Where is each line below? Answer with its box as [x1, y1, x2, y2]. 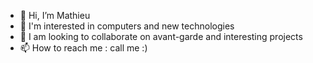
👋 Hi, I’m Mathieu [19, 10, 91, 21]
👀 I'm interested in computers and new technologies [19, 20, 235, 32]
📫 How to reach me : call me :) [19, 42, 148, 54]
